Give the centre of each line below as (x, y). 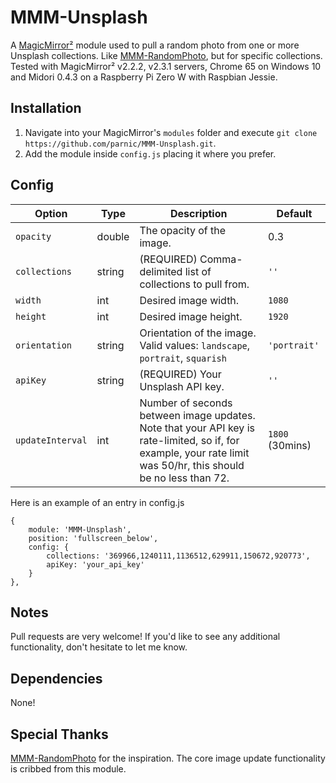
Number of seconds (186, 403)
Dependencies (56, 678)
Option (51, 213)
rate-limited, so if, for (189, 440)
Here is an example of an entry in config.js (97, 502)
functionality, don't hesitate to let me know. (99, 647)
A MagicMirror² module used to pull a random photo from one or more (155, 45)
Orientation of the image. (198, 333)
